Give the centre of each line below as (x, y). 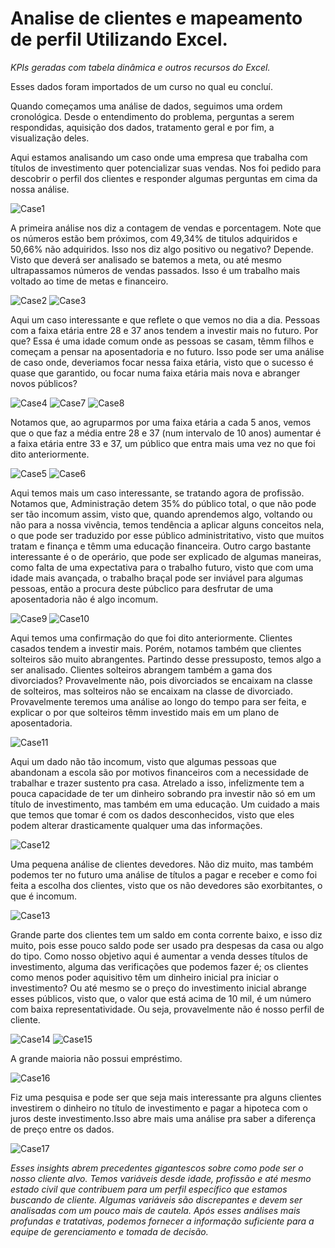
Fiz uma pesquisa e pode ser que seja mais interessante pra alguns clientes (166, 1097)
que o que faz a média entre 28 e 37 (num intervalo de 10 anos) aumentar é (166, 433)
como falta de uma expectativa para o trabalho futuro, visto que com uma (162, 567)
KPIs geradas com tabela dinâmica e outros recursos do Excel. (140, 67)
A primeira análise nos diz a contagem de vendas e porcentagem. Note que (166, 228)
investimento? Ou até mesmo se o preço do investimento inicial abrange (159, 988)
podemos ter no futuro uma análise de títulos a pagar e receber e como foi (164, 874)
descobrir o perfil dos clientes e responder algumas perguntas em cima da (164, 178)
